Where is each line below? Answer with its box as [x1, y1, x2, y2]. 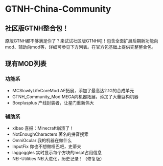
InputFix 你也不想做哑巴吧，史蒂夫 [12, 143, 82, 149]
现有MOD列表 [5, 60, 47, 68]
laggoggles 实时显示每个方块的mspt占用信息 [12, 149, 102, 155]
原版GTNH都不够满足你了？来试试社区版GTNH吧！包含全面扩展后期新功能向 [5, 38, 159, 43]
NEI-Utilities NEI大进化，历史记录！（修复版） [12, 155, 105, 162]
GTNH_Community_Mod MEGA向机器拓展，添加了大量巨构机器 [12, 94, 139, 100]
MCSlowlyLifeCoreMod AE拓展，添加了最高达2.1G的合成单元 [12, 87, 135, 93]
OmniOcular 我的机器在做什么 [12, 137, 72, 143]
